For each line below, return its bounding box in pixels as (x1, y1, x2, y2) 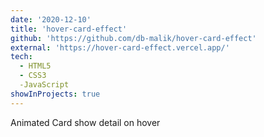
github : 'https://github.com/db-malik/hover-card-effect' (10, 33, 257, 43)
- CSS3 (19, 71, 47, 81)
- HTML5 (19, 61, 52, 71)
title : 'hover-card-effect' (10, 24, 128, 34)
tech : (10, 52, 33, 62)
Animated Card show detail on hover (10, 116, 161, 128)
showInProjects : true (10, 89, 101, 99)
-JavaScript (19, 80, 70, 90)
